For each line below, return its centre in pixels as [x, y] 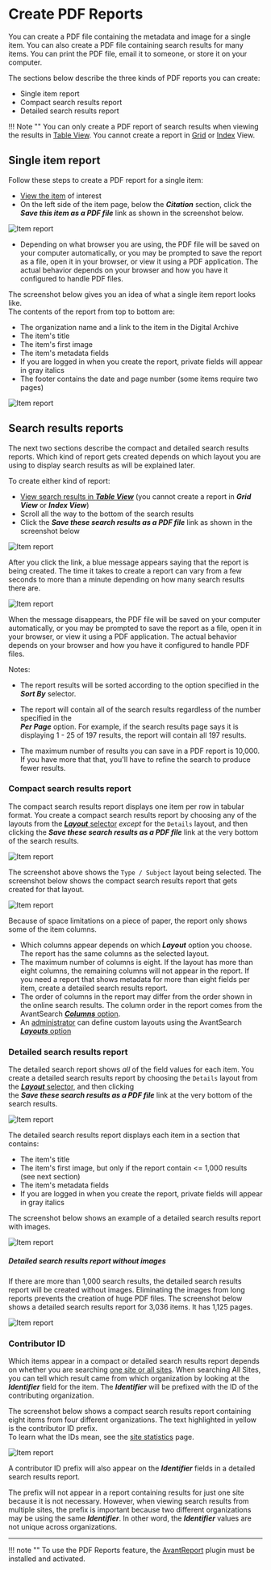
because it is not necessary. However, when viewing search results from [129, 1501]
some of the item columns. [52, 929]
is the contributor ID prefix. [53, 1428]
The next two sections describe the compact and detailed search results [129, 448]
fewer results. [43, 768]
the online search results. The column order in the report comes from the [141, 1005]
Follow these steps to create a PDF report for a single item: [106, 180]
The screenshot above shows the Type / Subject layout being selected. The [135, 872]
